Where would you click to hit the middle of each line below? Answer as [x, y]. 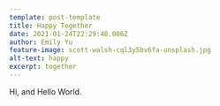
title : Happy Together [51, 26]
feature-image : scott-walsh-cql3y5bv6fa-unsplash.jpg [110, 50]
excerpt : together [43, 67]
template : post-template [55, 17]
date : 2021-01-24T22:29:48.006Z [68, 34]
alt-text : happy [39, 58]
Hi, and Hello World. [46, 91]
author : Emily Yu [41, 42]
